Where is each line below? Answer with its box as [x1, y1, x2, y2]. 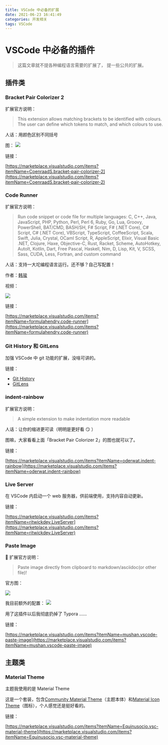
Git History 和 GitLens [5, 343, 59, 350]
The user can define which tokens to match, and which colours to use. [17, 121, 163, 127]
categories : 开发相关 [5, 17, 48, 22]
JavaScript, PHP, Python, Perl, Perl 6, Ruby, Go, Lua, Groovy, [17, 219, 143, 225]
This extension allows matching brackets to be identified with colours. [17, 116, 162, 122]
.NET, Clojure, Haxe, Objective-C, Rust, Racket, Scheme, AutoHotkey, [17, 240, 161, 246]
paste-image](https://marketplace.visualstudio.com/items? [5, 637, 126, 643]
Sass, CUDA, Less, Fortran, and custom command [17, 251, 121, 257]
